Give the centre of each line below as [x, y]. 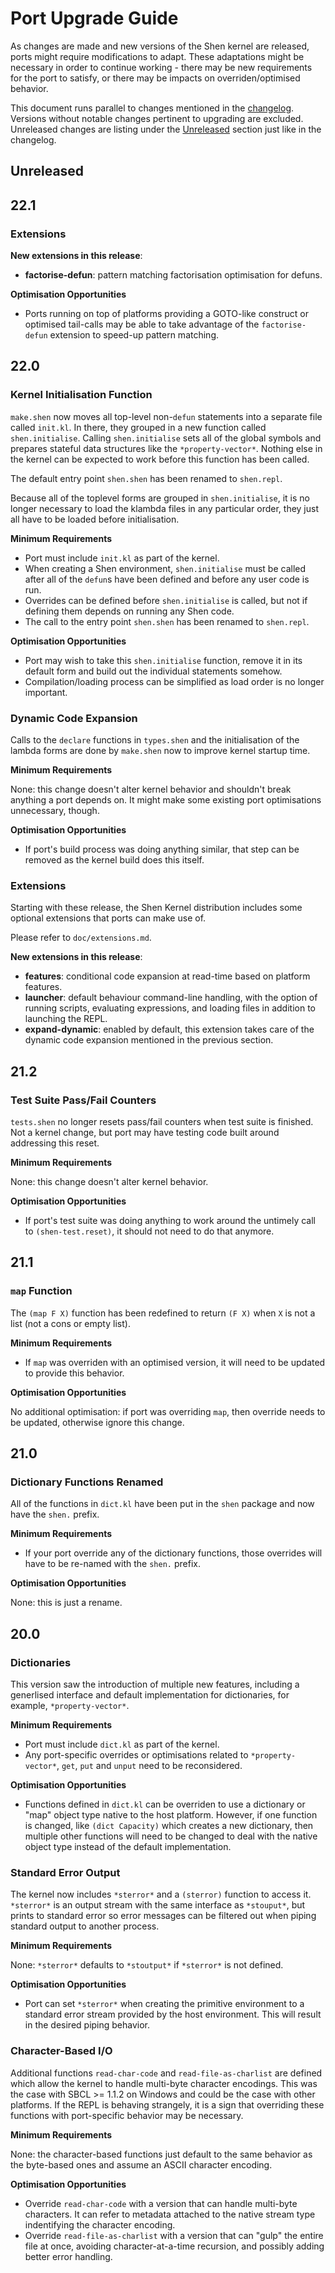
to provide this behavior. [74, 1373]
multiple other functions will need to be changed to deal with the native [171, 1836]
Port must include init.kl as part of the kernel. [122, 558]
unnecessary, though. [55, 810]
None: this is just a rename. [66, 1603]
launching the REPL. [66, 1019]
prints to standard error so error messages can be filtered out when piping [163, 1916]
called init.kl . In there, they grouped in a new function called [138, 427]
